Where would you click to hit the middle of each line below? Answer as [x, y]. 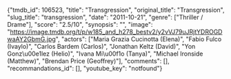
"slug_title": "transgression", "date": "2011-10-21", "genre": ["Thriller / [105, 17]
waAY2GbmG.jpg [32, 39]
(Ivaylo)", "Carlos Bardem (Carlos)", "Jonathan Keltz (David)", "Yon [101, 46]
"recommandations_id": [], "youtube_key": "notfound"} [85, 68]
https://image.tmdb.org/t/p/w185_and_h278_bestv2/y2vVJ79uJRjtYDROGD [116, 32]
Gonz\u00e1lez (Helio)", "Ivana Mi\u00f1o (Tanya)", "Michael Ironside [105, 54]
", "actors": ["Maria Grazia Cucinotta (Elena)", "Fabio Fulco [139, 39]
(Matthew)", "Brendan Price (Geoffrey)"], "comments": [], [89, 61]
